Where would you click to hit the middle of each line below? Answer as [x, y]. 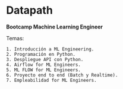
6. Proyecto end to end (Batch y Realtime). [62, 75]
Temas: [15, 38]
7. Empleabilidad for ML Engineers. [51, 80]
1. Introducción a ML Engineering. [50, 49]
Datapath [30, 10]
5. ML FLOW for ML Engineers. [44, 70]
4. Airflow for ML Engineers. [44, 65]
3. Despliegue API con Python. [45, 59]
